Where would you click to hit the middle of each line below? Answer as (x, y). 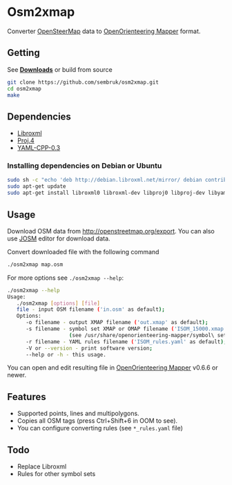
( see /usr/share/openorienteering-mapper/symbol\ (142, 335)
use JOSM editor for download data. (59, 238)
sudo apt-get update (37, 187)
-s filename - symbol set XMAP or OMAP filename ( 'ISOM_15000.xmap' (126, 329)
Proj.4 (26, 141)
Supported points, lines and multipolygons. (78, 413)
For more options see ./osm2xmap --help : (66, 278)
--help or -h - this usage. (66, 354)
